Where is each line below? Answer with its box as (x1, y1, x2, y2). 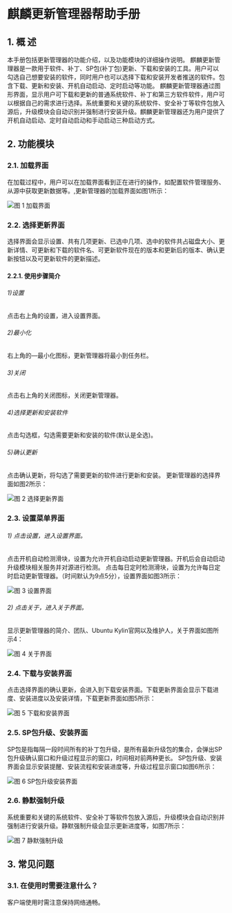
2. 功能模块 (7, 138, 55, 150)
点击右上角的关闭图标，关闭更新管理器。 (7, 391, 122, 400)
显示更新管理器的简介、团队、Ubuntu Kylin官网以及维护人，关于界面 (7, 626, 202, 634)
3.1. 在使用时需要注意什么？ (7, 881, 99, 891)
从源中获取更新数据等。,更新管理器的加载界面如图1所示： (7, 186, 169, 194)
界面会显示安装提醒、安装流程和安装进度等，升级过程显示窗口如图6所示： (7, 762, 217, 771)
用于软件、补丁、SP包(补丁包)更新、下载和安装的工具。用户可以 (37, 64, 220, 73)
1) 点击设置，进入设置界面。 (7, 532, 86, 540)
